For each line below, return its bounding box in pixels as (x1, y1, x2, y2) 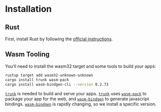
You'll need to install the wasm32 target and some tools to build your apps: (5, 63, 156, 69)
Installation (5, 3, 52, 15)
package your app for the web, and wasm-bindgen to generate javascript (5, 96, 149, 102)
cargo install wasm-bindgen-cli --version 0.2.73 (5, 82, 109, 87)
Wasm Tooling (5, 50, 50, 58)
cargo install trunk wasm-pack (5, 77, 69, 82)
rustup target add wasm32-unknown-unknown (5, 73, 93, 78)
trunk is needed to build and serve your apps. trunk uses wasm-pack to (5, 91, 147, 97)
